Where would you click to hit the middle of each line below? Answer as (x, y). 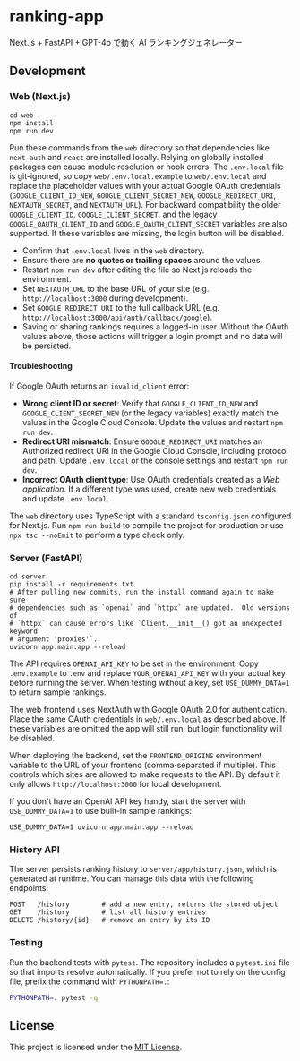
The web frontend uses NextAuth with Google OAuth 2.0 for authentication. (148, 710)
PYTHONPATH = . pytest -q (54, 997)
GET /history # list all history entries (107, 912)
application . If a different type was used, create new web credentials (149, 489)
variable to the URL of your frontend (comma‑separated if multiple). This (142, 765)
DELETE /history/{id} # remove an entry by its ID (110, 920)
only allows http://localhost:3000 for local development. (116, 784)
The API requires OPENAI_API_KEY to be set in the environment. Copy (134, 663)
